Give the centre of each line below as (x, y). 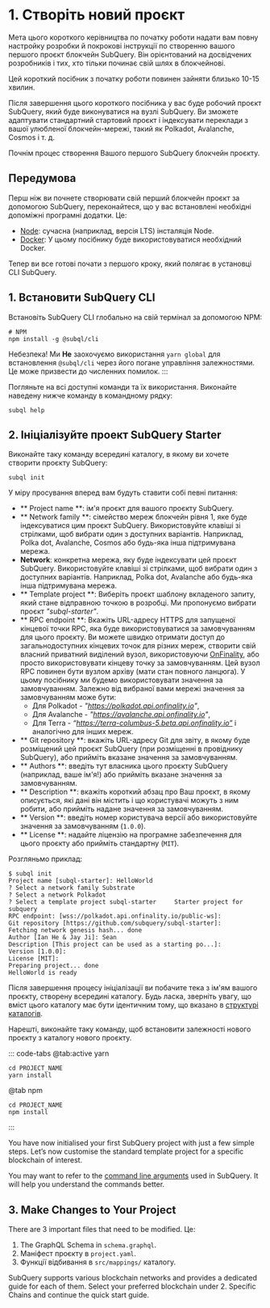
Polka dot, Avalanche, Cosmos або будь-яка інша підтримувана (128, 542)
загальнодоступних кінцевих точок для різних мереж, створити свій (138, 646)
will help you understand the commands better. (87, 1184)
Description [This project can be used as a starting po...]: (115, 945)
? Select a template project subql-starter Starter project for (126, 902)
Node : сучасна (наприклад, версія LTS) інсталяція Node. (117, 230)
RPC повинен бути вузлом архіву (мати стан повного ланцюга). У (133, 672)
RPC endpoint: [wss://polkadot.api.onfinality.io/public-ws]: (115, 916)
